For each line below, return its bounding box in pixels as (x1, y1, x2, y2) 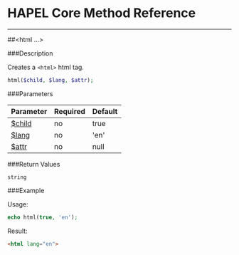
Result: (7, 227, 28, 235)
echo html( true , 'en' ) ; (7, 214, 78, 221)
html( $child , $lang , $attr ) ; (7, 76, 94, 83)
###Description (7, 48, 53, 58)
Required (53, 106, 85, 116)
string (7, 173, 27, 181)
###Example (7, 186, 45, 194)
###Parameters (7, 89, 53, 98)
